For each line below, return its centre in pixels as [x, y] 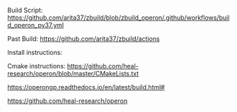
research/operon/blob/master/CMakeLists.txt [73, 74]
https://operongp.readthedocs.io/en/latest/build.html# [86, 87]
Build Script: [25, 10]
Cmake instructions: [36, 66]
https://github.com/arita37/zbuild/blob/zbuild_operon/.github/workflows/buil [118, 18]
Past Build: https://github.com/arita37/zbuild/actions [84, 39]
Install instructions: [35, 52]
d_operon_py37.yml [36, 25]
